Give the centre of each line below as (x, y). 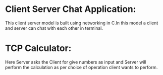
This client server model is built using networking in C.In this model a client (82, 23)
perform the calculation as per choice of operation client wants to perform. (81, 67)
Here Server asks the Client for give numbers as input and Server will (76, 62)
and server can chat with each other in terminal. (54, 28)
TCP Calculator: (38, 48)
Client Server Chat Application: (71, 9)
